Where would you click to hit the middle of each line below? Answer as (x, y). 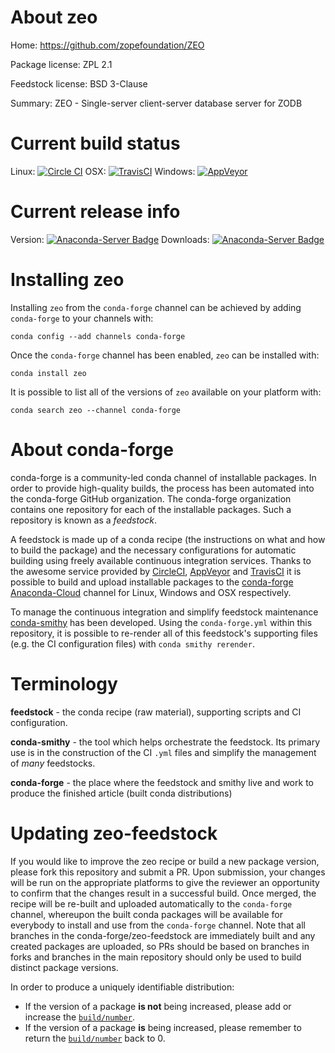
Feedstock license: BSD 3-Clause (79, 83)
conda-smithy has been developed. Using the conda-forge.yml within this (161, 622)
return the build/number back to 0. (95, 1038)
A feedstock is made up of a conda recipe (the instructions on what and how (168, 539)
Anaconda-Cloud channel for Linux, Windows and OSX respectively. (151, 592)
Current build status (95, 143)
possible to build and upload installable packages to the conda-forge (152, 582)
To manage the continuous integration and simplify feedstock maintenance (164, 612)
